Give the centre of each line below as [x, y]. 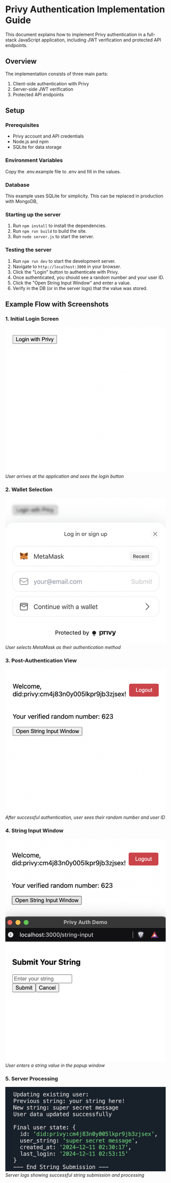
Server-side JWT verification [43, 89]
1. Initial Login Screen [32, 319]
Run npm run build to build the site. [50, 231]
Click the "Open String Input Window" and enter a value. [72, 283]
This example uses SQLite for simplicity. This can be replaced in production [84, 196]
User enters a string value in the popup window [55, 1065]
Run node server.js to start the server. [53, 237]
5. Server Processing [32, 1079]
